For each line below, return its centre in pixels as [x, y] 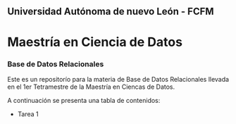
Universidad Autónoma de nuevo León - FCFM [111, 12]
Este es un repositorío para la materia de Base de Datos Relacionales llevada [118, 79]
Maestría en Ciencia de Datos [95, 42]
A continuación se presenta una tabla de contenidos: [84, 100]
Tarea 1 [28, 114]
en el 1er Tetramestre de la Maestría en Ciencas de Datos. [91, 87]
